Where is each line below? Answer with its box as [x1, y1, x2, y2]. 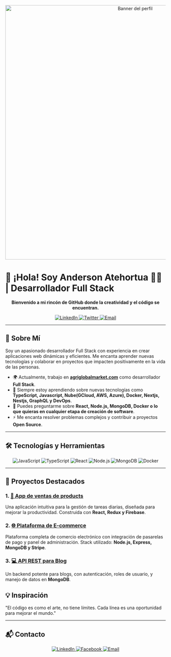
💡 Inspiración [5, 591, 48, 600]
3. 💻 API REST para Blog [5, 557, 67, 564]
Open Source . [12, 421, 43, 427]
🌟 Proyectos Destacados [5, 477, 85, 485]
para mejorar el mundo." [5, 610, 56, 616]
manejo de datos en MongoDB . [5, 576, 71, 582]
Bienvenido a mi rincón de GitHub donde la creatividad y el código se [11, 299, 160, 305]
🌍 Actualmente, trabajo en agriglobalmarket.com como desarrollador [12, 374, 160, 380]
